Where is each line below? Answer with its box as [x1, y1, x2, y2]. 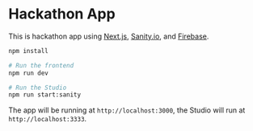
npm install [8, 47, 48, 55]
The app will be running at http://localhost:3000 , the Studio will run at [8, 105, 246, 115]
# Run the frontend [8, 61, 74, 69]
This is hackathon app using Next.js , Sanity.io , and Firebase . [8, 31, 209, 41]
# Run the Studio [8, 84, 67, 92]
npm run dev [8, 69, 48, 77]
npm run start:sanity [8, 91, 82, 99]
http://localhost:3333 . [8, 114, 87, 124]
